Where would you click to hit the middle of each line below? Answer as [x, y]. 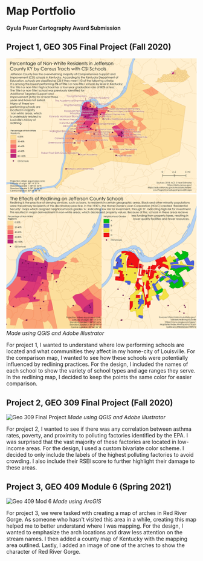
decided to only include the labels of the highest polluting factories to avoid [100, 455]
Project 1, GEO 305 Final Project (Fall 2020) [89, 47]
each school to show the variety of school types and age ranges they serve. [101, 371]
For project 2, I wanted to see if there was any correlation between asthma [99, 429]
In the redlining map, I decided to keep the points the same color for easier [99, 377]
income [16, 448]
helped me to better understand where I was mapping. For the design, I [95, 526]
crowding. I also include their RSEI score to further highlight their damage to [101, 461]
